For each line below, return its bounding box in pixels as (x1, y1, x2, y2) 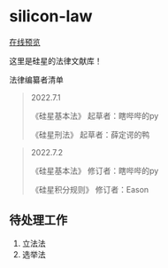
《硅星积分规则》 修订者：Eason (30, 184, 149, 194)
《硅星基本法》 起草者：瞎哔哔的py (30, 110, 159, 121)
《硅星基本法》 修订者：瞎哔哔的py (30, 165, 159, 176)
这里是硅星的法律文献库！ (9, 55, 103, 66)
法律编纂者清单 (9, 74, 64, 85)
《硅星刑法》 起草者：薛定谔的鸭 (30, 129, 150, 139)
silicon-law (9, 6, 93, 27)
